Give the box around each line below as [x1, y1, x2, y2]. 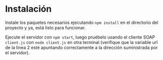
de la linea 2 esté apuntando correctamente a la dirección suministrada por [5, 44, 158, 50]
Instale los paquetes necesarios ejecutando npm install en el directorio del [5, 20, 159, 25]
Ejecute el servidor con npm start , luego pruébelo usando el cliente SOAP [5, 34, 156, 40]
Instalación [5, 3, 52, 15]
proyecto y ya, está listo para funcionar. [5, 24, 86, 30]
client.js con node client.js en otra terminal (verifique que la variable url [5, 39, 158, 45]
